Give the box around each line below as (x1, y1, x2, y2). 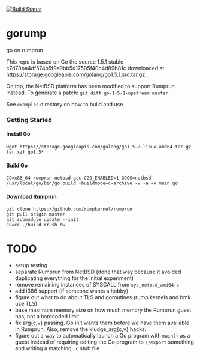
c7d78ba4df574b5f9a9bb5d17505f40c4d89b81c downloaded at (6, 64, 165, 71)
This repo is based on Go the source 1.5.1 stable (6, 58, 124, 65)
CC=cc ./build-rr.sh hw (6, 222, 66, 228)
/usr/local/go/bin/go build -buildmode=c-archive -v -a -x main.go (6, 180, 178, 186)
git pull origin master (6, 211, 66, 217)
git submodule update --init (6, 217, 79, 223)
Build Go (6, 162, 28, 169)
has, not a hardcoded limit (14, 313, 80, 320)
